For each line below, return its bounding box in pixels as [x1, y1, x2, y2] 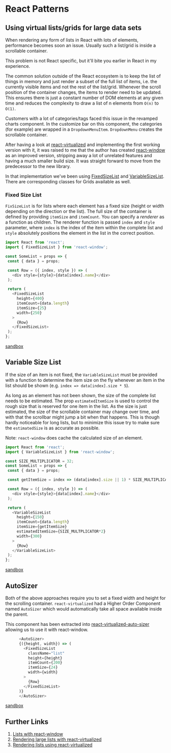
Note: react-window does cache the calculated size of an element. [5, 434, 144, 441]
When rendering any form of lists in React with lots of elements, [5, 37, 139, 43]
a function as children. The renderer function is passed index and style [5, 219, 155, 225]
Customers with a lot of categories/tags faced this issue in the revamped [5, 115, 158, 122]
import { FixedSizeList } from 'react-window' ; [5, 245, 108, 250]
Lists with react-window [12, 731, 64, 737]
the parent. [5, 611, 28, 618]
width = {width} [27, 670, 58, 675]
